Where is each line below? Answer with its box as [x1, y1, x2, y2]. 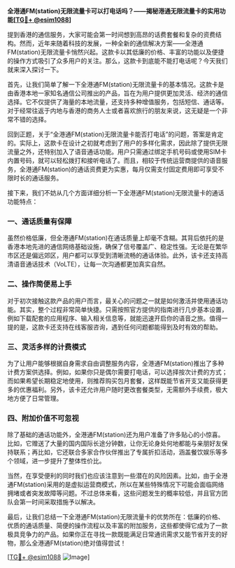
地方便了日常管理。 [7, 394, 63, 402]
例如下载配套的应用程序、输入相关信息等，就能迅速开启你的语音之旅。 [7, 314, 210, 322]
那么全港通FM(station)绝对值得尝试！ [19, 539, 127, 548]
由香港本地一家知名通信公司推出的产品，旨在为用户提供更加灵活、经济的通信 [7, 89, 228, 97]
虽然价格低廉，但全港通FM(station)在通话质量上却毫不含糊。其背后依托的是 [7, 234, 225, 242]
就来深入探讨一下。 [7, 66, 63, 73]
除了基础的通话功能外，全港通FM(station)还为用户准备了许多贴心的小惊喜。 [7, 430, 225, 439]
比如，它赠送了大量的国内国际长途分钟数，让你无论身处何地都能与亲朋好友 [7, 439, 222, 448]
